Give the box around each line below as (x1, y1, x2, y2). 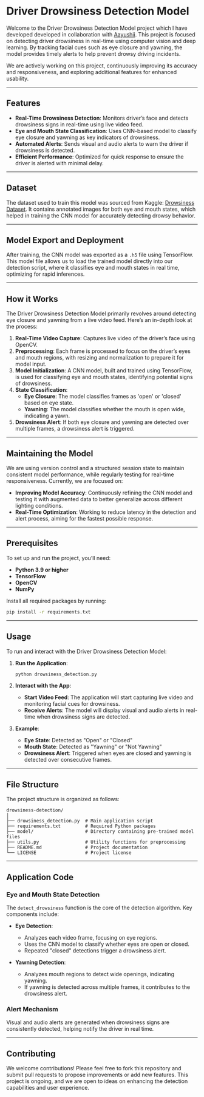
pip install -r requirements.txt (6, 609, 91, 615)
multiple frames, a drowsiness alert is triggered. (15, 425, 135, 432)
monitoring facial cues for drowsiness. (24, 700, 120, 708)
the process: (6, 323, 38, 330)
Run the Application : (15, 659, 68, 666)
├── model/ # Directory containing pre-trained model (6, 829, 194, 835)
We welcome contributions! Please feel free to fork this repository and (6, 1064, 182, 1071)
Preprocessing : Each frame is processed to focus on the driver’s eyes (15, 347, 191, 355)
